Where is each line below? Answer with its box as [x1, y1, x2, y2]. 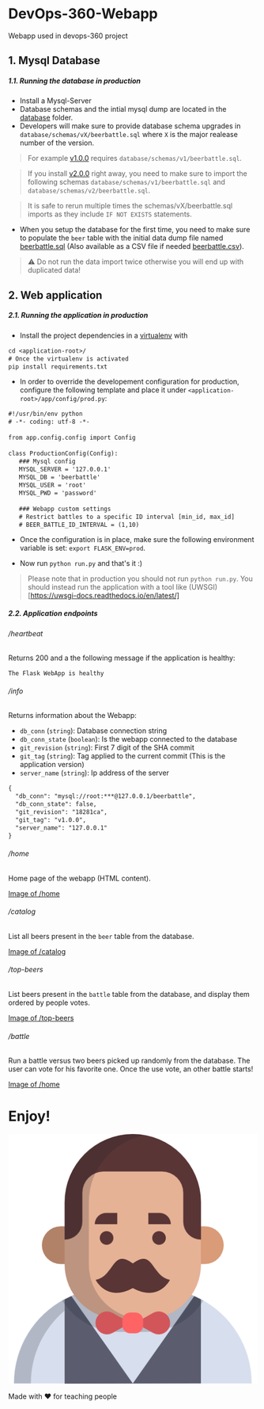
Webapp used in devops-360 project [8, 31, 128, 40]
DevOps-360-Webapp [8, 5, 158, 23]
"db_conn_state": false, [15, 800, 97, 808]
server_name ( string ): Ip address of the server [19, 768, 170, 777]
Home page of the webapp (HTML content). [8, 873, 152, 883]
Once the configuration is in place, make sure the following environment [19, 534, 255, 544]
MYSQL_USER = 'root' [18, 481, 87, 489]
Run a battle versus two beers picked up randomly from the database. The [8, 1056, 251, 1066]
